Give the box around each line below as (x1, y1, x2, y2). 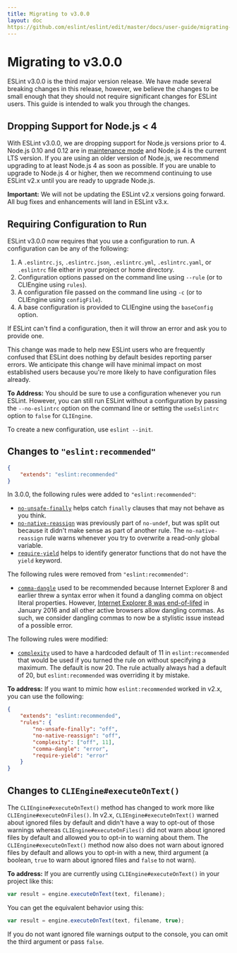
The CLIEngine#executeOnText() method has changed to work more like (7, 803, 215, 812)
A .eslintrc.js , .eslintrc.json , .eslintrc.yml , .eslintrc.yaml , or (17, 258, 212, 266)
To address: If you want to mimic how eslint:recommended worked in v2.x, (7, 685, 222, 693)
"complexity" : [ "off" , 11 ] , (32, 738, 115, 745)
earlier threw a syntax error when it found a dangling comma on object (17, 591, 223, 600)
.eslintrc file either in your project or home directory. (17, 265, 175, 274)
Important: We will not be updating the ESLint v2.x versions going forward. (7, 190, 226, 198)
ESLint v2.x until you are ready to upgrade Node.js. (7, 176, 155, 185)
